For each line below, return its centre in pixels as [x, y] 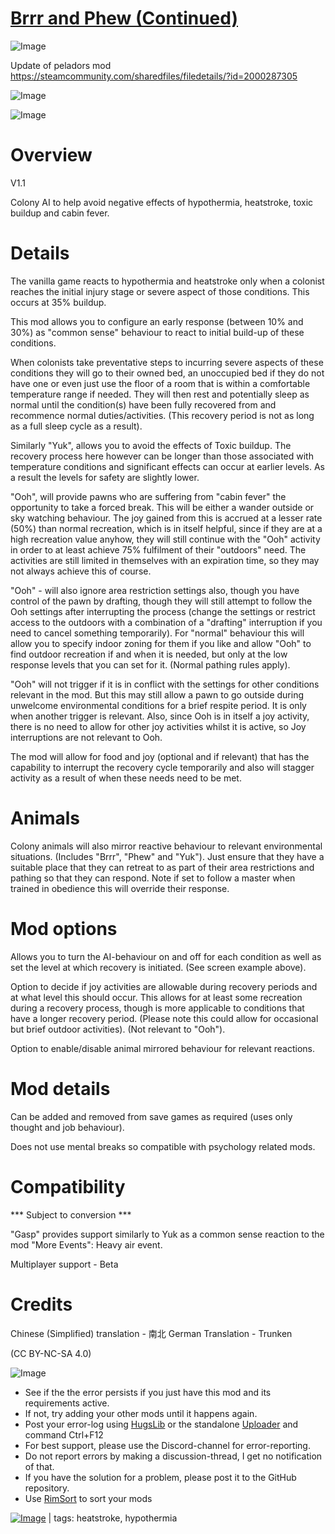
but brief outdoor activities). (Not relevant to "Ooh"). [118, 1029]
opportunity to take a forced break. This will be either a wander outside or [162, 507]
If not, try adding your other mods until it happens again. [141, 1413]
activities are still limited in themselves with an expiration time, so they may [165, 560]
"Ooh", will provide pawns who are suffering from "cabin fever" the [148, 496]
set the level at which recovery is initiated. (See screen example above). [158, 967]
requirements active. [67, 1403]
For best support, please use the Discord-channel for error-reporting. [167, 1445]
